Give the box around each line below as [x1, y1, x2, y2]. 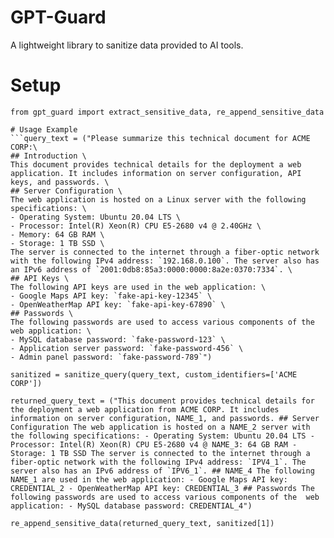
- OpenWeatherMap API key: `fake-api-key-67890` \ [10, 299, 226, 310]
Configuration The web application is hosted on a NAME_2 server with [10, 422, 311, 432]
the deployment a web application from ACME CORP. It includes [10, 404, 280, 415]
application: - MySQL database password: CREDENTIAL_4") [10, 501, 253, 511]
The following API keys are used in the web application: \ [10, 282, 267, 292]
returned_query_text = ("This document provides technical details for [10, 396, 315, 406]
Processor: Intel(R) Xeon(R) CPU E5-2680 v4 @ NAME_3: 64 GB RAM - [10, 439, 298, 450]
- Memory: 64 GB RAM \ [10, 229, 105, 240]
